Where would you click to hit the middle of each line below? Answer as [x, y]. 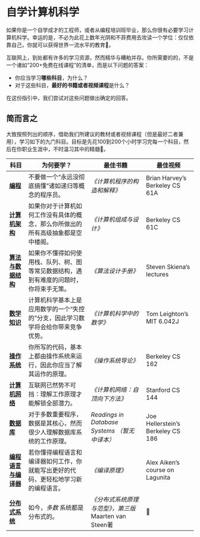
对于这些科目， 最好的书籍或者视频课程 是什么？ [72, 85]
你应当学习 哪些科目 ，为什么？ [51, 78]
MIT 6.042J [162, 321]
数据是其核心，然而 [55, 423]
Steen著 [102, 524]
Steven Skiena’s [168, 266]
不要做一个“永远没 [54, 177]
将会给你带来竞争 [58, 327]
